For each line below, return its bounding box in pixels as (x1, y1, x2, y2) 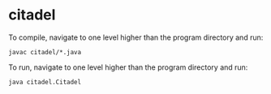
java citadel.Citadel (8, 78, 82, 86)
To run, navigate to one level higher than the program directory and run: (8, 62, 248, 72)
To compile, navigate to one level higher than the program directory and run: (8, 32, 264, 42)
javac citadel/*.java (8, 48, 82, 56)
